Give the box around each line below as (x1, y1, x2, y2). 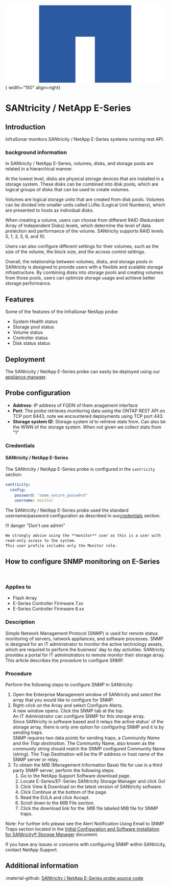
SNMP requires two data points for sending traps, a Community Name (12, 735, 160, 741)
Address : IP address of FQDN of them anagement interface (12, 402, 138, 408)
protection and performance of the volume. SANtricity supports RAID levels (5, 228, 164, 234)
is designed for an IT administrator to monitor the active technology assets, (5, 641, 163, 647)
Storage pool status (12, 324, 55, 330)
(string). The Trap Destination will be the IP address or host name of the (12, 751, 164, 757)
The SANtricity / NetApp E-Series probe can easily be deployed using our (5, 368, 160, 374)
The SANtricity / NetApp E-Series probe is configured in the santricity (5, 466, 155, 472)
